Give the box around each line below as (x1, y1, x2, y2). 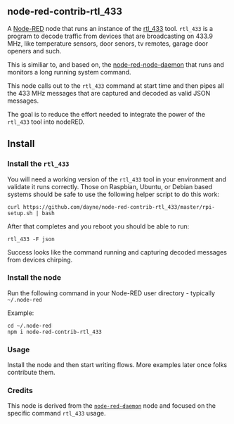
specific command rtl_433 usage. (7, 409, 106, 418)
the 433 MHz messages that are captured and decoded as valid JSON (7, 89, 211, 97)
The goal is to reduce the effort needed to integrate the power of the (7, 110, 206, 118)
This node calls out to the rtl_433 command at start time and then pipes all (7, 81, 225, 90)
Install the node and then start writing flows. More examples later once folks (7, 361, 227, 369)
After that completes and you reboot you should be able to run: (7, 221, 190, 231)
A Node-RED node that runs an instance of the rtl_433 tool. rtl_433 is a (7, 24, 213, 32)
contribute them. (7, 368, 56, 377)
